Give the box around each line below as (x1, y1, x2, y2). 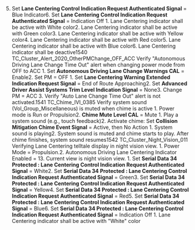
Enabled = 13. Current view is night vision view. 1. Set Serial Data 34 (11, 155, 177, 162)
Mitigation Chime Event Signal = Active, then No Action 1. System (11, 124, 173, 131)
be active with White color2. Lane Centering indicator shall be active (11, 24, 178, 31)
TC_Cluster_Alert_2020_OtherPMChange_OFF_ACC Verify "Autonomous (11, 55, 186, 62)
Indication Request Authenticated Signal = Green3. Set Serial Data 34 (11, 174, 185, 181)
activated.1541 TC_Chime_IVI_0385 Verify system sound (11, 99, 147, 105)
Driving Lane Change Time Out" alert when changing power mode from (11, 61, 186, 68)
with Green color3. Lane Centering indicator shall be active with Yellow (11, 30, 184, 37)
